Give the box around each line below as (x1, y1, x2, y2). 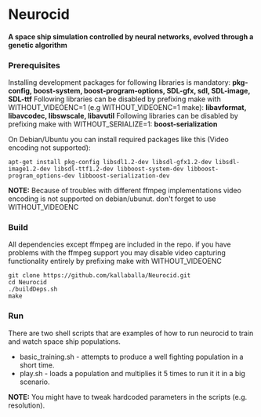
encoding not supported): (8, 143, 91, 152)
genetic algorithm (8, 40, 68, 49)
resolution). (8, 401, 45, 410)
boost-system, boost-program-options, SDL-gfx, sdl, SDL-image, (33, 86, 251, 96)
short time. (19, 360, 55, 370)
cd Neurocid (8, 279, 47, 287)
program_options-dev (8, 172, 76, 180)
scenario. (19, 377, 50, 386)
